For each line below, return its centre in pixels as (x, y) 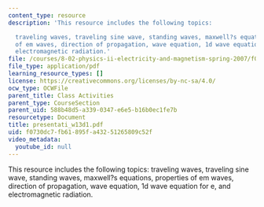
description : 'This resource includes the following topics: (110, 23)
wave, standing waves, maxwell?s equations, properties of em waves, (121, 177)
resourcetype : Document (47, 118)
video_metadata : (35, 139)
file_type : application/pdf (54, 67)
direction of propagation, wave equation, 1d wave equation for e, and (119, 186)
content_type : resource (47, 15)
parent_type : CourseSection (54, 103)
